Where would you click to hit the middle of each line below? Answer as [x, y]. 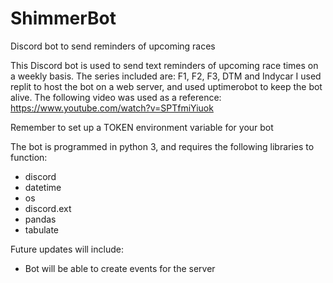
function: [29, 157]
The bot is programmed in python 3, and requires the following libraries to [162, 146]
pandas [40, 219]
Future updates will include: [67, 249]
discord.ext [48, 208]
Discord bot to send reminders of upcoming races [113, 46]
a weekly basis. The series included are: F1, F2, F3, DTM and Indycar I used [166, 76]
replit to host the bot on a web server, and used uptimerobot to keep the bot [166, 86]
